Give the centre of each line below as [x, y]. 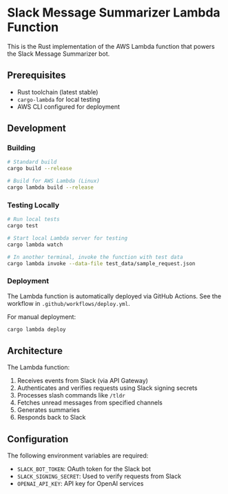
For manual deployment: [42, 317]
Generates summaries [49, 410]
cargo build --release [40, 169]
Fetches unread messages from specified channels [90, 403]
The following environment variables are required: [78, 455]
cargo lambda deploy [37, 329]
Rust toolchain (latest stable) [58, 92]
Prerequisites [37, 75]
